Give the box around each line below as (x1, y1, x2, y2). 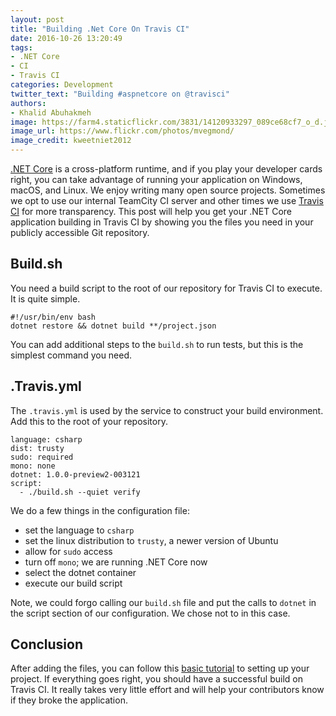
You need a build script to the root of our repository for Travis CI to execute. (10, 282, 323, 294)
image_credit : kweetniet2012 (10, 136, 132, 146)
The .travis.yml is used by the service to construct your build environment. (10, 404, 324, 416)
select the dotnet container (24, 566, 137, 578)
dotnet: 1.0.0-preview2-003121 (10, 469, 141, 480)
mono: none (10, 461, 56, 471)
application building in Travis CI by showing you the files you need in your (10, 216, 314, 228)
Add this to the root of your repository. (10, 415, 168, 427)
